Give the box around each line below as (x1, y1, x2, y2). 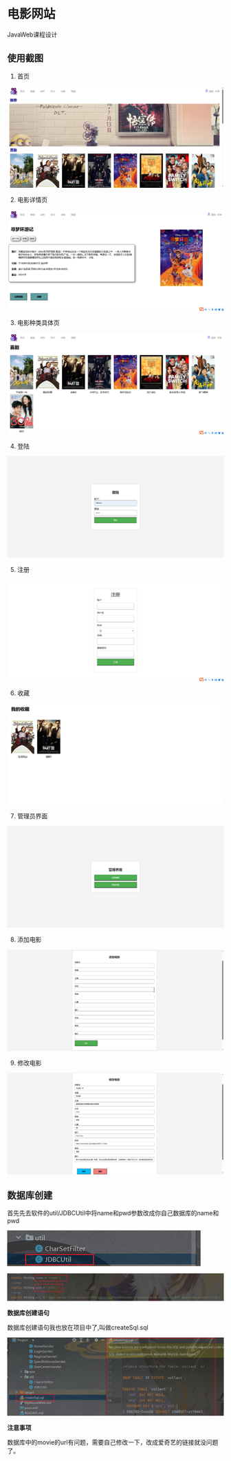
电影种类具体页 (16, 319, 60, 327)
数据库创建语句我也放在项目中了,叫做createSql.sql (7, 1323, 149, 1332)
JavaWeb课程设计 (7, 30, 58, 39)
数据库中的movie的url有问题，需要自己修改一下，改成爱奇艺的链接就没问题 (7, 1438, 219, 1446)
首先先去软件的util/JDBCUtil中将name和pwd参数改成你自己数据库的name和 (7, 1209, 219, 1217)
